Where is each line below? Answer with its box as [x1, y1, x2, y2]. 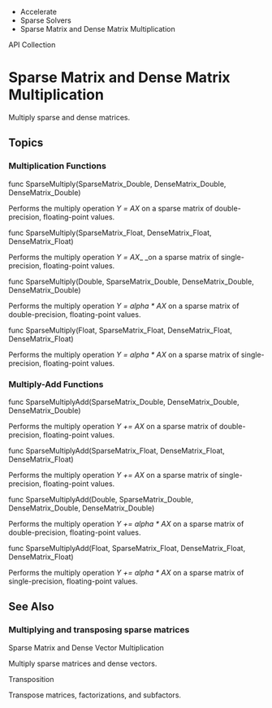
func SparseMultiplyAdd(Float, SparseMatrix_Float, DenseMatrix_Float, [8, 543, 246, 553]
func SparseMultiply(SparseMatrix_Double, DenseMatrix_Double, [8, 179, 227, 189]
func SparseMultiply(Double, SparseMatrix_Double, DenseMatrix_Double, [8, 276, 254, 286]
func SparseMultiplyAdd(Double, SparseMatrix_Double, [8, 494, 193, 504]
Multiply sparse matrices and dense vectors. [8, 658, 158, 668]
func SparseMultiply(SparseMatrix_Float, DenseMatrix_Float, [8, 228, 213, 237]
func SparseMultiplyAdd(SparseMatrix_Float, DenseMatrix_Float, [8, 445, 225, 455]
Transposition [8, 674, 54, 684]
